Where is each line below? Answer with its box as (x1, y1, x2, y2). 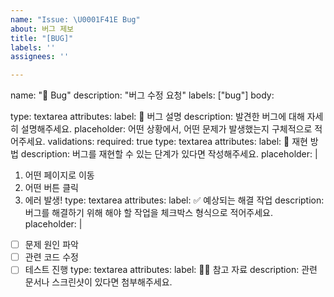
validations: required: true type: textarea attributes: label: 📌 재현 (47, 136, 308, 148)
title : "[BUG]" (10, 33, 74, 43)
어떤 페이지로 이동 (24, 169, 95, 181)
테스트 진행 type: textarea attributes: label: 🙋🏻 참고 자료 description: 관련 (24, 264, 318, 276)
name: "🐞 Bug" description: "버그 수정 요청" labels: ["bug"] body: (10, 89, 275, 101)
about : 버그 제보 (10, 24, 75, 34)
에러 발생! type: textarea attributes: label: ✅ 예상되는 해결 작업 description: (24, 194, 325, 206)
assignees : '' (10, 52, 70, 62)
